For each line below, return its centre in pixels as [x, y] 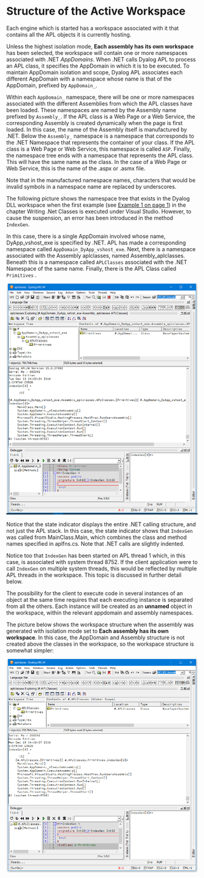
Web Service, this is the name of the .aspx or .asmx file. [76, 168]
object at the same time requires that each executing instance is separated [100, 599]
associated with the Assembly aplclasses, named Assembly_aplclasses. [96, 255]
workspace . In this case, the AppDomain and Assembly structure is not [96, 637]
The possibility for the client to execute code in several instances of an [95, 593]
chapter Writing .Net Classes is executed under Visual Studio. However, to [99, 211]
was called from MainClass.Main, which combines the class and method [97, 537]
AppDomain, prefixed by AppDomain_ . [52, 85]
